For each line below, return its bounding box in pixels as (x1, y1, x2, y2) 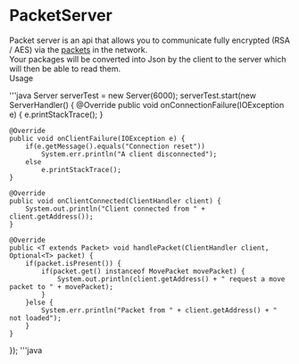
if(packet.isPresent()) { (25, 259, 122, 268)
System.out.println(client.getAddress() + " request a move (56, 274, 286, 284)
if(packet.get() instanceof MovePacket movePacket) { (41, 267, 245, 276)
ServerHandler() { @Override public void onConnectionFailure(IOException (9, 99, 285, 110)
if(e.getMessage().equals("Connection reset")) (25, 142, 205, 151)
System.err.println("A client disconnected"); (41, 149, 218, 159)
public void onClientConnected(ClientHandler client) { (9, 196, 221, 205)
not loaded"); (9, 313, 62, 322)
